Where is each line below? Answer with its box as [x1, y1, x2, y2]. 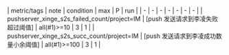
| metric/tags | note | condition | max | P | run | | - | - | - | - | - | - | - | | [7, 7, 203, 14]
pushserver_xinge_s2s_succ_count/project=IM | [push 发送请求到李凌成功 [7, 32, 217, 40]
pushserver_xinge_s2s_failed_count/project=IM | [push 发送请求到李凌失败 [7, 14, 219, 23]
